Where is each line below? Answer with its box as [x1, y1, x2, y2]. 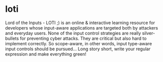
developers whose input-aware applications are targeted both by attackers [5, 25, 158, 31]
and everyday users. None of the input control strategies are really [5, 30, 141, 36]
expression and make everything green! [5, 51, 86, 57]
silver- [142, 30, 155, 36]
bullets [5, 35, 19, 41]
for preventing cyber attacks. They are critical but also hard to [19, 35, 147, 41]
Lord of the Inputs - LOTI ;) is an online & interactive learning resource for [5, 20, 156, 26]
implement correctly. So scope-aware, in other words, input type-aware [5, 40, 153, 46]
